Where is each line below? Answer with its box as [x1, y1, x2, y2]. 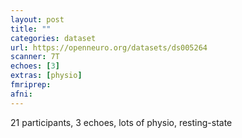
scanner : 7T [10, 52, 60, 62]
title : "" [10, 24, 52, 34]
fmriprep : [10, 80, 52, 90]
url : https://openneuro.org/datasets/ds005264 [10, 42, 208, 53]
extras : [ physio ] [10, 71, 83, 81]
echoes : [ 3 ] [10, 61, 60, 71]
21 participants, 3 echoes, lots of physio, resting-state [10, 116, 233, 128]
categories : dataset [10, 33, 97, 43]
